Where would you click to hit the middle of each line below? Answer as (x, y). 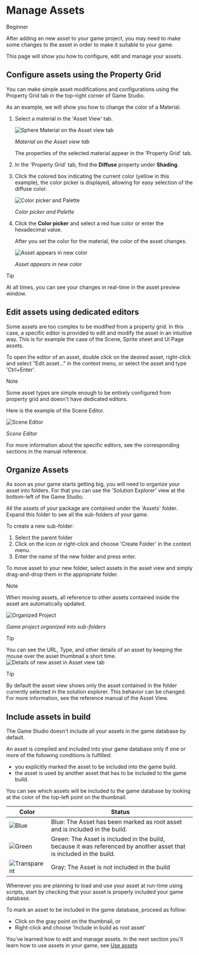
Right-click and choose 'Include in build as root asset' (80, 928)
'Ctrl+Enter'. (21, 370)
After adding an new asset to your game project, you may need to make (93, 38)
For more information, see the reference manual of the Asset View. (87, 698)
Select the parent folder (44, 538)
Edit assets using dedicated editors (73, 312)
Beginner (17, 27)
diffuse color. (31, 188)
